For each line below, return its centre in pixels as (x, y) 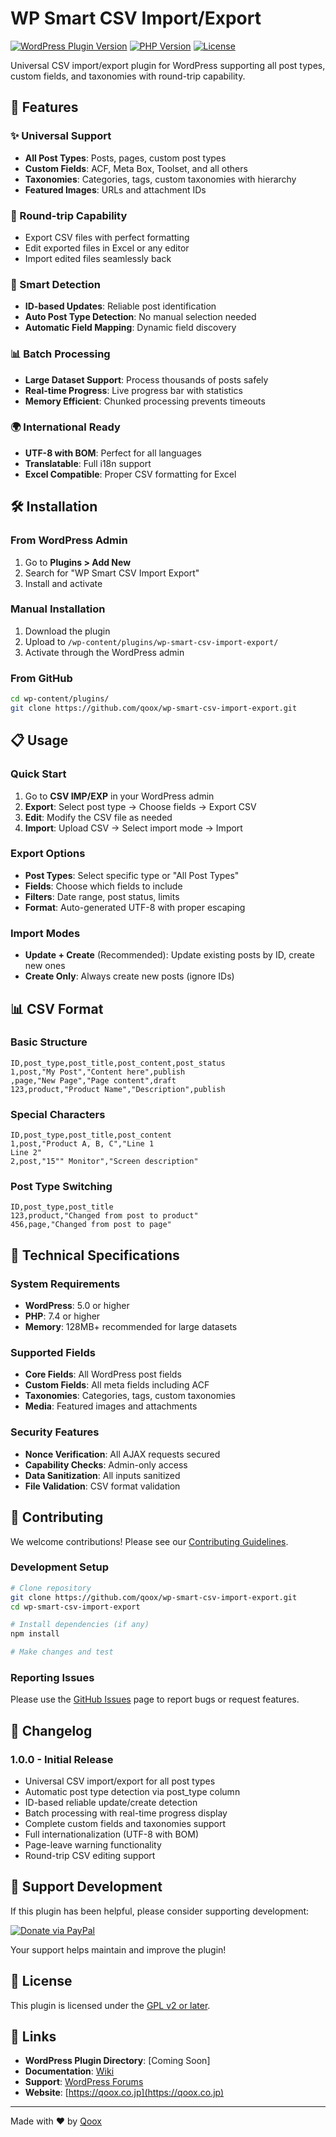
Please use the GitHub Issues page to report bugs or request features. (155, 1699)
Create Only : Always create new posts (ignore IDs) (129, 976)
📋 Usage (39, 740)
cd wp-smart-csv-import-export (75, 1607)
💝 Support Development (86, 1887)
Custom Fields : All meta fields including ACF (117, 1385)
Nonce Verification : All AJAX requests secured (122, 1454)
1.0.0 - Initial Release (62, 1759)
